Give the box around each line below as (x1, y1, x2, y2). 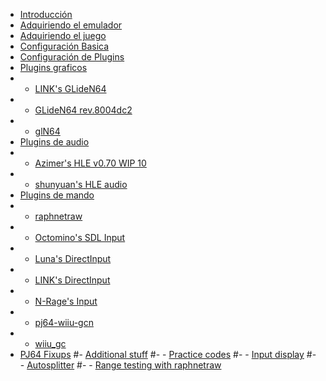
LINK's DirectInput (34, 274, 111, 286)
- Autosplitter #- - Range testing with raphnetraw (19, 359, 222, 371)
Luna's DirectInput (34, 253, 112, 264)
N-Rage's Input (34, 295, 98, 307)
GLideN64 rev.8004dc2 (34, 104, 133, 116)
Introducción (19, 9, 73, 20)
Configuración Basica (19, 40, 110, 52)
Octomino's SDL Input (34, 232, 126, 243)
